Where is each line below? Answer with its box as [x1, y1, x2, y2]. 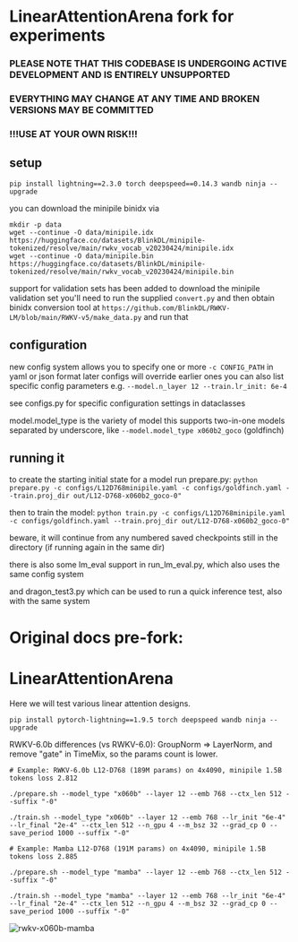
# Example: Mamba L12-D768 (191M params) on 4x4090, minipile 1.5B [9, 844, 267, 853]
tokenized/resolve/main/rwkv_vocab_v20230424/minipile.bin [9, 267, 234, 276]
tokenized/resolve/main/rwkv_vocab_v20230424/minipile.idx [9, 244, 234, 253]
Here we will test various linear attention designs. [9, 697, 191, 709]
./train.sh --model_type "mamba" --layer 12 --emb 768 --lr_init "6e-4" [9, 891, 286, 900]
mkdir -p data [9, 220, 63, 229]
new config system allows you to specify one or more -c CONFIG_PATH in [9, 361, 274, 372]
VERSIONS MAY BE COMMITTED [9, 104, 154, 117]
